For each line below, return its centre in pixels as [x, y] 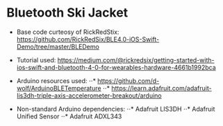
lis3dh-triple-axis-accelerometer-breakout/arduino [89, 96]
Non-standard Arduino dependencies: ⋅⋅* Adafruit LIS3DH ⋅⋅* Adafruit [116, 109]
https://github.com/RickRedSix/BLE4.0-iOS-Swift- [88, 39]
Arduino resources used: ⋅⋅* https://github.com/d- [88, 80]
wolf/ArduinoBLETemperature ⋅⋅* [63, 88]
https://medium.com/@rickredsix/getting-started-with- [136, 60]
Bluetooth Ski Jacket [67, 13]
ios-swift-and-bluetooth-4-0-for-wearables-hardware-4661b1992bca [116, 67]
